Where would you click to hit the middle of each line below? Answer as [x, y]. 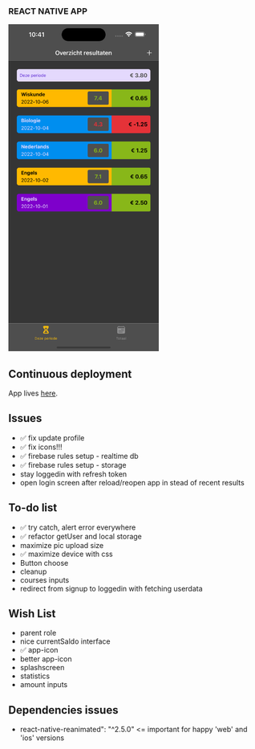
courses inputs [45, 579]
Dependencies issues [63, 710]
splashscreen [42, 668]
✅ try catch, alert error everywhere [78, 527]
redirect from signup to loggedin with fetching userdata [111, 588]
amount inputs [44, 685]
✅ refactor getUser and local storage [81, 536]
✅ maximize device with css [67, 554]
